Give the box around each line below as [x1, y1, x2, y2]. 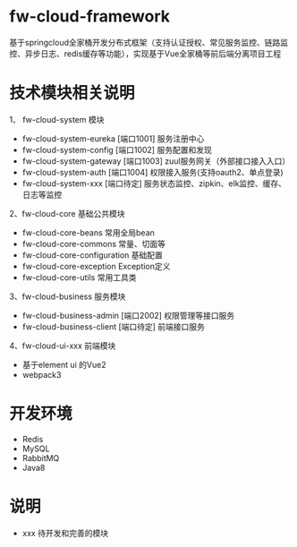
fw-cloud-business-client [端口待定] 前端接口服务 [21, 321, 206, 332]
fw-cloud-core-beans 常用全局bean [21, 226, 155, 238]
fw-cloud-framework [9, 6, 170, 27]
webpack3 [21, 369, 62, 380]
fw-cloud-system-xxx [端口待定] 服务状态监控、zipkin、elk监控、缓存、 [21, 177, 287, 189]
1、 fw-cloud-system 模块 [9, 114, 105, 124]
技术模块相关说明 [9, 83, 136, 104]
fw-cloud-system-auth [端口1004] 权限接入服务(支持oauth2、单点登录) [21, 167, 284, 177]
